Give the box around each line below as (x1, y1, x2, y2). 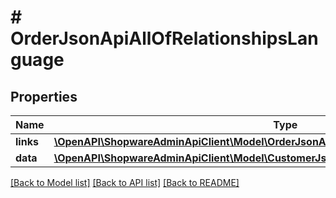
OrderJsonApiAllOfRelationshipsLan (10, 27, 319, 50)
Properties (10, 88, 78, 105)
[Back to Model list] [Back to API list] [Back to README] (10, 177, 240, 188)
